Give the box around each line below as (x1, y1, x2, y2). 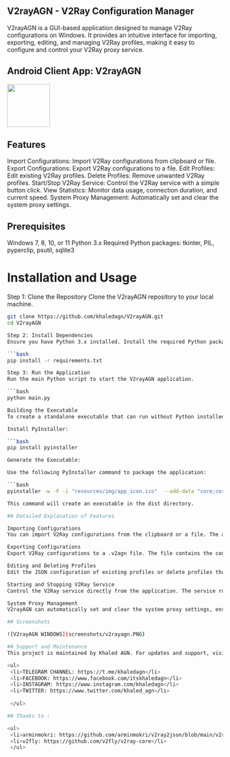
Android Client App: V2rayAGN (7, 65, 142, 77)
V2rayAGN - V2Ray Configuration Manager (7, 5, 194, 17)
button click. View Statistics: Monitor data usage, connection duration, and (7, 186, 218, 195)
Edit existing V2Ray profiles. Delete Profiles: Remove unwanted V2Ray (7, 171, 205, 180)
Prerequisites (7, 221, 66, 232)
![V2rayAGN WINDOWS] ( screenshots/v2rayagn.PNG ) (7, 631, 146, 638)
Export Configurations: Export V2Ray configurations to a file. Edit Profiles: (7, 164, 215, 173)
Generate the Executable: (7, 457, 81, 464)
